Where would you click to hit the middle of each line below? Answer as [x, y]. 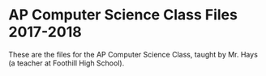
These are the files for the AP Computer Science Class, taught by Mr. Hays [133, 54]
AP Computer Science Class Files [123, 15]
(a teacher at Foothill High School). [66, 63]
